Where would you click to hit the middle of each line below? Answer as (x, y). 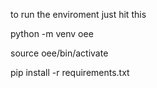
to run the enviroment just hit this (78, 14)
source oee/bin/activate (59, 53)
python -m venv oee (52, 33)
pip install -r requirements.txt (70, 72)
